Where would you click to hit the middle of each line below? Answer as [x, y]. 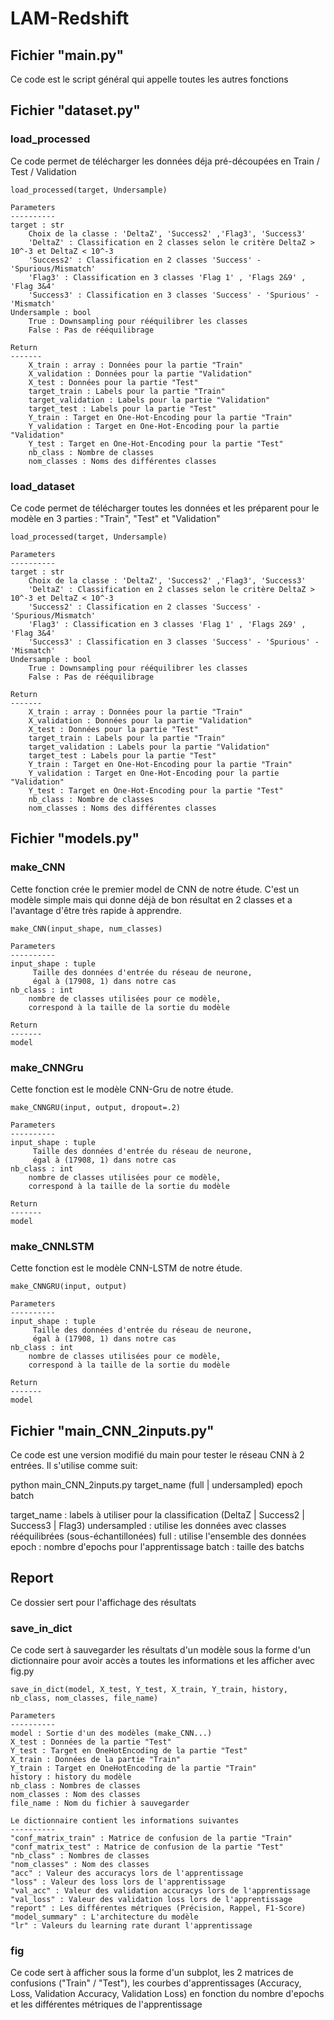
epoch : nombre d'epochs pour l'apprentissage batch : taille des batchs [157, 1547]
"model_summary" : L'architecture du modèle [104, 1917]
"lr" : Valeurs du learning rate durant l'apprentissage [131, 1926]
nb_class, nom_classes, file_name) [84, 1698]
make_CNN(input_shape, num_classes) [86, 928]
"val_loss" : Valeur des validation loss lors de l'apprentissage [151, 1900]
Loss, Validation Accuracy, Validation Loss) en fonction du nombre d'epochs [167, 1994]
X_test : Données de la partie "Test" [91, 1742]
